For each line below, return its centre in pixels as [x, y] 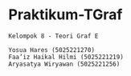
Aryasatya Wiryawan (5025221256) [64, 64]
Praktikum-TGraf [65, 15]
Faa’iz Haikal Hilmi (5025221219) [66, 57]
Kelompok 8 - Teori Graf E [53, 36]
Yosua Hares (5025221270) [51, 50]
